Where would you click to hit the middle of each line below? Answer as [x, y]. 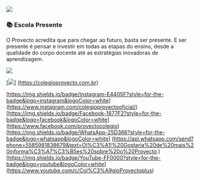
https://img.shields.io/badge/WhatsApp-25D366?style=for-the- [86, 132]
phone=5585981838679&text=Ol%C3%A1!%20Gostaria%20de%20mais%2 [100, 145]
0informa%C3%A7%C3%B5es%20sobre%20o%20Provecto [82, 151]
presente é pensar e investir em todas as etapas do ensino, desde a [90, 47]
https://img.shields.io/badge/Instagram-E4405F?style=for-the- [86, 94]
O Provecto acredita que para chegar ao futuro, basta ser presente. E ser [96, 40]
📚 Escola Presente [34, 25]
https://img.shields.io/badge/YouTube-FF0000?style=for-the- [84, 158]
